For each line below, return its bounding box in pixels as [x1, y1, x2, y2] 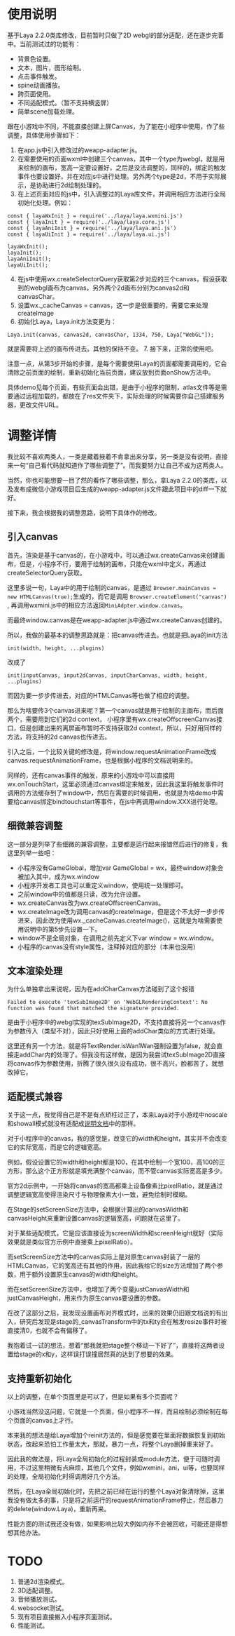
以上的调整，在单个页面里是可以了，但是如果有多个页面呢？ [7, 1392, 179, 1400]
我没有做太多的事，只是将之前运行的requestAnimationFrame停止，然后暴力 [7, 1496, 224, 1504]
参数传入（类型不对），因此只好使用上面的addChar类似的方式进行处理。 [13, 1027, 219, 1035]
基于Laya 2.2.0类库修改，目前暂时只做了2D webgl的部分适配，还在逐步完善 [7, 31, 225, 39]
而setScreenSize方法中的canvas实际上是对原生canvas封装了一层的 [7, 1253, 201, 1261]
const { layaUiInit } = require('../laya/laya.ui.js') [7, 231, 171, 238]
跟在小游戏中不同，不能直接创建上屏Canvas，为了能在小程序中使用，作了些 [7, 122, 225, 130]
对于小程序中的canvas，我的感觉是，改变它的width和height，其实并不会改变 [7, 1134, 227, 1143]
